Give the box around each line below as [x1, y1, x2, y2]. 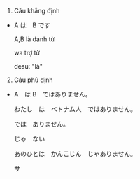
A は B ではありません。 [13, 90, 92, 98]
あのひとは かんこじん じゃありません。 [13, 150, 136, 157]
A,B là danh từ [13, 35, 55, 43]
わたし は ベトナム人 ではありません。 [13, 105, 136, 113]
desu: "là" [13, 62, 43, 70]
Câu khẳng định [13, 7, 60, 15]
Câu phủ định [13, 76, 54, 84]
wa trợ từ [13, 49, 41, 57]
